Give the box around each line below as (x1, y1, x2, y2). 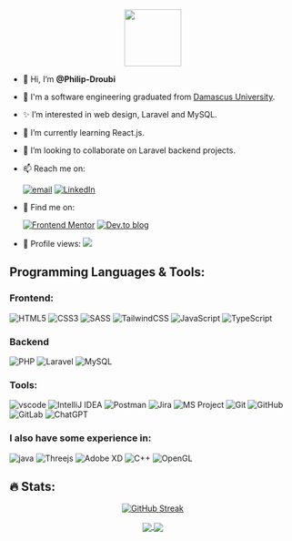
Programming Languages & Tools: (9, 264, 206, 281)
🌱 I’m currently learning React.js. (22, 128, 146, 138)
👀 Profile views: (22, 239, 82, 249)
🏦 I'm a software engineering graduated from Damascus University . (22, 91, 276, 102)
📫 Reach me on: (22, 163, 86, 174)
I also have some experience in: (9, 432, 152, 444)
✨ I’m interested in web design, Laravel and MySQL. (22, 109, 218, 119)
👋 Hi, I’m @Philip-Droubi (22, 74, 116, 85)
